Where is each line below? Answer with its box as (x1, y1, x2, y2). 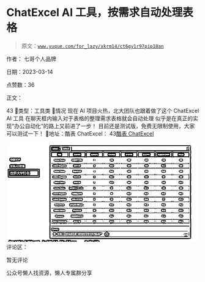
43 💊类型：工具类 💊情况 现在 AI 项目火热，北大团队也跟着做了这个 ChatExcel (6, 107, 199, 114)
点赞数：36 (6, 81, 35, 89)
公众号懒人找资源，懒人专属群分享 (6, 269, 92, 277)
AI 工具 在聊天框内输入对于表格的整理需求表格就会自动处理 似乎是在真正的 (6, 114, 193, 122)
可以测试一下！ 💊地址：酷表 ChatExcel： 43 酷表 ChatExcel (6, 129, 154, 137)
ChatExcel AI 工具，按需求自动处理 (6, 5, 183, 20)
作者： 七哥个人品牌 (6, 55, 56, 62)
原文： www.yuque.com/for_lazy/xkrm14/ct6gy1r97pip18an (21, 42, 164, 49)
